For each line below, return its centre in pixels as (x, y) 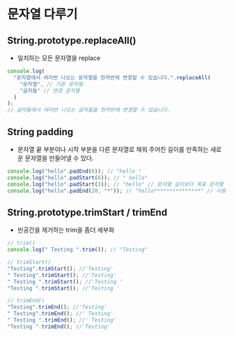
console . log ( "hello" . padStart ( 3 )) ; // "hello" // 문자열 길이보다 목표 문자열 (116, 184)
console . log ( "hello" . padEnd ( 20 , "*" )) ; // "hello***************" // (110, 191)
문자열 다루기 (42, 14)
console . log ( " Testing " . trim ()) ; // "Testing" (78, 250)
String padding (40, 132)
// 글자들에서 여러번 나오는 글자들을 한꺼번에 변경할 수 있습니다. (89, 110)
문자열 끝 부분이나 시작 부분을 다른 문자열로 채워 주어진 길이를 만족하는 (113, 149)
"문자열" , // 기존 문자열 (52, 84)
